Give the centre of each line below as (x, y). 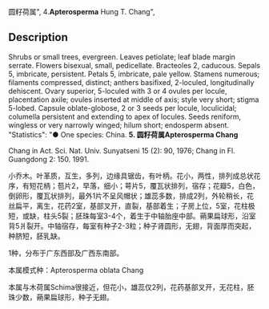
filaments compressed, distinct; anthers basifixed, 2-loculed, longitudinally (131, 82)
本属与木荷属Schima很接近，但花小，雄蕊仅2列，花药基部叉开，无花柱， (128, 287)
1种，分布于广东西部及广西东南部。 (66, 253)
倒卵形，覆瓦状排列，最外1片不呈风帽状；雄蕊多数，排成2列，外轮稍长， (128, 196)
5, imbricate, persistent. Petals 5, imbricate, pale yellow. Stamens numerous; (134, 74)
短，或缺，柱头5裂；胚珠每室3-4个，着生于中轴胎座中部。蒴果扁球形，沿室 (132, 216)
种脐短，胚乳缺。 (36, 236)
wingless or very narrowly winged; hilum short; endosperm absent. (119, 125)
